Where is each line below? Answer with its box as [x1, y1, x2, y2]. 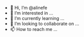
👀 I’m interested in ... [10, 10, 53, 16]
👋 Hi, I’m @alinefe [10, 5, 47, 10]
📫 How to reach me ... [10, 26, 58, 32]
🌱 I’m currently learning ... [10, 15, 65, 21]
